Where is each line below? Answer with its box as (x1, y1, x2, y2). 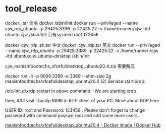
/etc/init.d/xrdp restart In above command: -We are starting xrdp (5, 88, 136, 94)
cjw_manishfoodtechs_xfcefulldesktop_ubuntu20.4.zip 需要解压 (5, 63, 135, 69)
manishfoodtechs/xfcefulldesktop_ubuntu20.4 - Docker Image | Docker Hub (5, 122, 161, 128)
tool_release (5, 3, 57, 14)
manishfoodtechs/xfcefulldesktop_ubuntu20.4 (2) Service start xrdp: (5, 78, 146, 84)
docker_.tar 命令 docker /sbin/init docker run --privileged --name (5, 20, 138, 26)
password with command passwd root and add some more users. (5, 112, 139, 118)
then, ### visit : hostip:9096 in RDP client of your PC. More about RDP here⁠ (5, 97, 160, 103)
